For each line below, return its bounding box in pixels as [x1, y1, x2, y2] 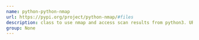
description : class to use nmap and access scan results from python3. [6, 19, 187, 25]
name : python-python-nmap [6, 8, 70, 15]
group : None [6, 25, 36, 31]
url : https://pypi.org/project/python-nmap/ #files [6, 14, 134, 20]
